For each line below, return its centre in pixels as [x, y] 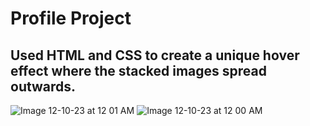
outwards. [43, 86]
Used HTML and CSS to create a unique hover [155, 55]
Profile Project [71, 18]
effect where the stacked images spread [138, 70]
